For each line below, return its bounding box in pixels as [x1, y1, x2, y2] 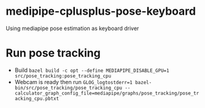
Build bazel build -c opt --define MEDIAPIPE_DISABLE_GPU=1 [14, 66, 169, 74]
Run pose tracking [6, 46, 101, 60]
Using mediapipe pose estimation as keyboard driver [6, 25, 139, 32]
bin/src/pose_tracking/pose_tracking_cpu [14, 85, 122, 91]
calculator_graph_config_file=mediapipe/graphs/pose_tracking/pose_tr [14, 90, 199, 96]
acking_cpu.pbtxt [14, 95, 60, 102]
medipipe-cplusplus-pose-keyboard [6, 4, 196, 18]
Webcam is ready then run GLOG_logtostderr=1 [14, 78, 133, 85]
